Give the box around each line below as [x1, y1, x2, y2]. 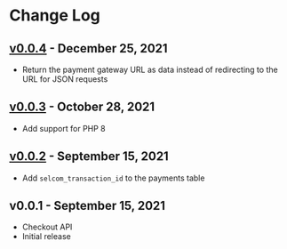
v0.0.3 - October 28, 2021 [9, 100, 155, 115]
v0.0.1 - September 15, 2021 [9, 198, 166, 213]
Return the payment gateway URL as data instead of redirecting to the [21, 64, 278, 75]
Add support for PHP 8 [21, 123, 107, 133]
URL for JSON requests [21, 74, 108, 84]
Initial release [21, 231, 71, 242]
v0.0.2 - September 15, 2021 [9, 149, 169, 165]
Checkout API [21, 221, 73, 232]
